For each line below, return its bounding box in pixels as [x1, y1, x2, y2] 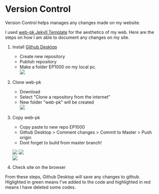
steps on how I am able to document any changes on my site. [5, 34, 129, 40]
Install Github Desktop [12, 44, 58, 50]
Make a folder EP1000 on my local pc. [19, 64, 96, 70]
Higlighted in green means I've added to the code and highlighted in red [5, 179, 151, 185]
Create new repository [19, 53, 65, 59]
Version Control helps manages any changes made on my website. [5, 20, 140, 26]
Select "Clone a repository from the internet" [19, 94, 111, 100]
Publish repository [19, 58, 57, 64]
